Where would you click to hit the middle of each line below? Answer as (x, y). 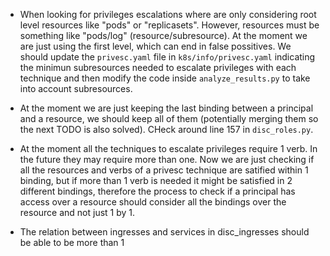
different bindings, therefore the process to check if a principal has (157, 191)
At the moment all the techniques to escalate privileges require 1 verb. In (168, 148)
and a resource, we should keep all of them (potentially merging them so (169, 118)
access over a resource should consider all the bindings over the (153, 202)
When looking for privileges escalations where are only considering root (168, 14)
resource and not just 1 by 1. (77, 212)
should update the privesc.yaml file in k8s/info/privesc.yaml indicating (167, 57)
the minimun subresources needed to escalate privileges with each (158, 67)
